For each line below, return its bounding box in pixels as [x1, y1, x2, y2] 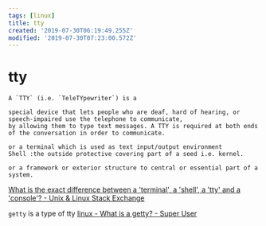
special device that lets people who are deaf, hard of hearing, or [8, 108, 241, 116]
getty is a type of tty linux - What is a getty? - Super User [8, 208, 198, 219]
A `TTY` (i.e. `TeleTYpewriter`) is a [8, 95, 137, 103]
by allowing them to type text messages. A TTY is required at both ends [8, 123, 259, 131]
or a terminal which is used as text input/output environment [8, 143, 223, 151]
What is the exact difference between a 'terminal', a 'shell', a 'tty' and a [8, 185, 241, 195]
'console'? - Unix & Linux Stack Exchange [8, 193, 145, 203]
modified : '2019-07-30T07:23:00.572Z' [8, 33, 137, 42]
